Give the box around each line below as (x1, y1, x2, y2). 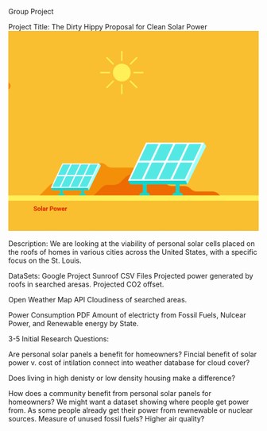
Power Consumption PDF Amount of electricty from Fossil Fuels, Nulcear (8, 310, 246, 320)
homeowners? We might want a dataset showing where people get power (8, 397, 250, 407)
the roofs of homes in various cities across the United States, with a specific (8, 248, 257, 257)
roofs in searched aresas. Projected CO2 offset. (8, 279, 164, 289)
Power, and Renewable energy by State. (8, 319, 139, 329)
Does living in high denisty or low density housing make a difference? (8, 373, 236, 383)
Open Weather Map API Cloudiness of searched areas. (8, 295, 188, 305)
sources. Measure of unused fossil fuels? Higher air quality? (8, 414, 205, 424)
